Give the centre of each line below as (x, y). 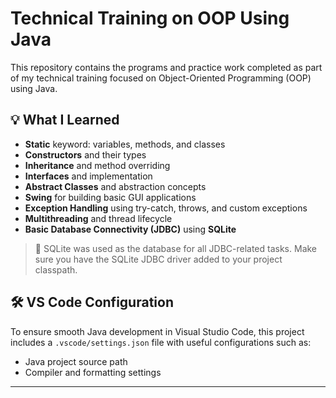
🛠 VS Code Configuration (92, 302)
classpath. (56, 269)
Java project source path (76, 361)
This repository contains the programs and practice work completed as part (166, 67)
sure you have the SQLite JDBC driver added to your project (158, 259)
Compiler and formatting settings (93, 372)
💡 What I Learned (65, 120)
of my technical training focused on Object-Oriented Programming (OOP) (161, 78)
